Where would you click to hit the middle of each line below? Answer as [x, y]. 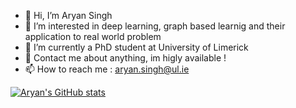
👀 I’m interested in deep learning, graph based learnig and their [155, 26]
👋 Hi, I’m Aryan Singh [68, 15]
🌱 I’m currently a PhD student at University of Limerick [136, 47]
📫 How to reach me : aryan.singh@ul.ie [107, 69]
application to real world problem [93, 36]
